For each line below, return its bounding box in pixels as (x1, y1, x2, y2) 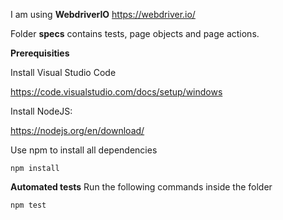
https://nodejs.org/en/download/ (10, 125, 145, 136)
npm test (10, 200, 47, 210)
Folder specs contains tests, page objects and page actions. (10, 28, 260, 39)
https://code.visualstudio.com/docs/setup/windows (10, 86, 223, 98)
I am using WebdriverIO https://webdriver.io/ (10, 9, 196, 20)
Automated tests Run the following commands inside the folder (10, 181, 273, 193)
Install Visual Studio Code (10, 67, 117, 78)
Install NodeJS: (10, 105, 73, 117)
